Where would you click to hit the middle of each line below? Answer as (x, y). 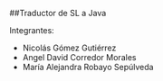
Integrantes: (32, 30)
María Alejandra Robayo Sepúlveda (88, 67)
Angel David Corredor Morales (79, 57)
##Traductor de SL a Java (58, 13)
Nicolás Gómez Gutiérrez (69, 48)
